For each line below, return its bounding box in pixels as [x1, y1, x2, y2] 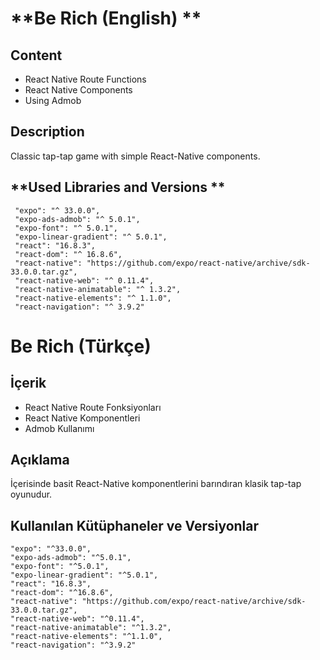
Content [10, 47, 63, 64]
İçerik [10, 375, 47, 392]
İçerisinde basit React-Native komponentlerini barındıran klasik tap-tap [10, 478, 302, 490]
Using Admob [24, 95, 82, 106]
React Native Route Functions [24, 73, 147, 85]
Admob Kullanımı [24, 422, 95, 434]
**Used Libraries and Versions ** [10, 179, 226, 196]
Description [10, 123, 85, 141]
